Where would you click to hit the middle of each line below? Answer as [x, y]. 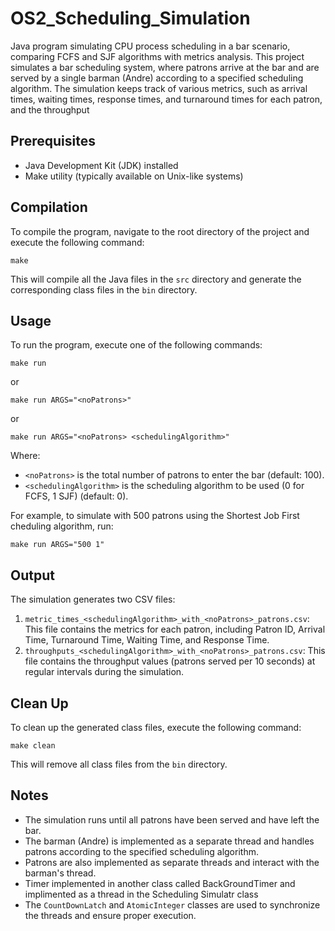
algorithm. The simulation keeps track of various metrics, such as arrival [159, 88]
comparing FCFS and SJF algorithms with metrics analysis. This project [157, 56]
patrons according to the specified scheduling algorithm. [141, 851]
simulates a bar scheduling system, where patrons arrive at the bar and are [165, 67]
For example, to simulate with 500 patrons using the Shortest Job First [155, 516]
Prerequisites [53, 141]
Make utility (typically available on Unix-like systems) [134, 176]
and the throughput [50, 109]
